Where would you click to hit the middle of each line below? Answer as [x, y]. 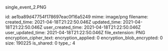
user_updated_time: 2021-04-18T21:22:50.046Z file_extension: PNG [75, 32]
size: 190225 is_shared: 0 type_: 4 [40, 43]
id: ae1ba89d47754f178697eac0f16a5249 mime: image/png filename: [77, 17]
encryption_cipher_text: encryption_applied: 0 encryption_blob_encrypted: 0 [84, 38]
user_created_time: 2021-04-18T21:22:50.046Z [92, 27]
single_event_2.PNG [26, 7]
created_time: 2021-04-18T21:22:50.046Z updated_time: [63, 22]
